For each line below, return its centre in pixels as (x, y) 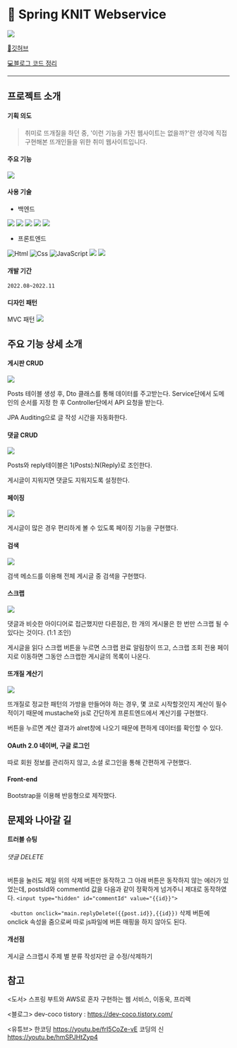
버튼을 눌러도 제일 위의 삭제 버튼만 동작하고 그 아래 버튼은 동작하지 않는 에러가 (115, 880)
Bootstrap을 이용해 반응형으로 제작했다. (62, 796)
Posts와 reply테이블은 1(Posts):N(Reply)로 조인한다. (80, 465)
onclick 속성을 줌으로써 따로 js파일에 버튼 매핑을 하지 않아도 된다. (97, 922)
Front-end (22, 779)
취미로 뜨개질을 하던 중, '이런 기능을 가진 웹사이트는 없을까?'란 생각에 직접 (126, 133)
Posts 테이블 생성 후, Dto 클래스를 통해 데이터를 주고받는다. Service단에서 (109, 393)
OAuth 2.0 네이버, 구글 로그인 (49, 746)
